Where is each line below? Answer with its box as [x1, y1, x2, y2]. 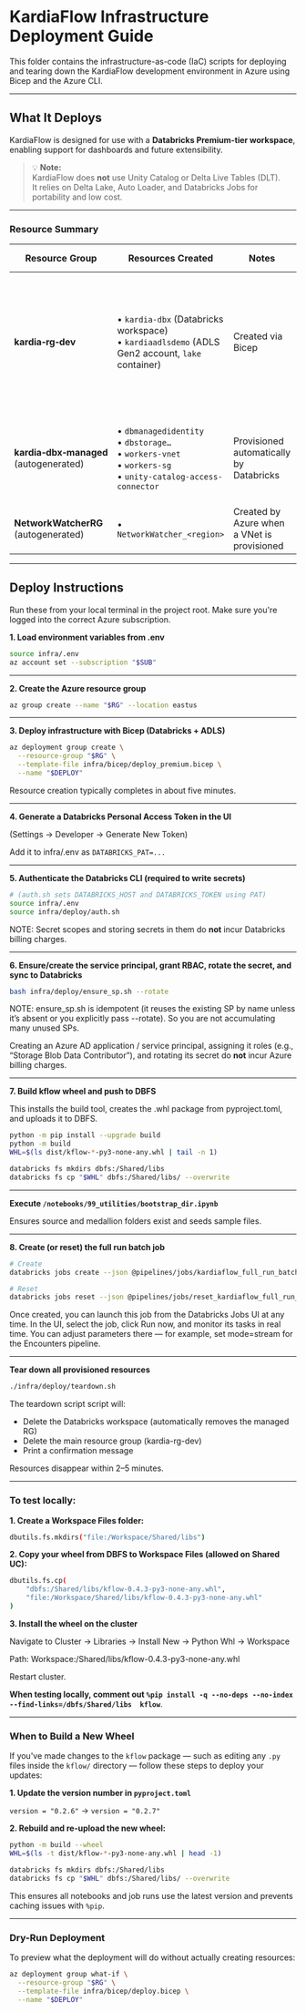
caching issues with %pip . [9, 1900, 105, 1911]
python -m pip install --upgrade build [9, 1131, 161, 1140]
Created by [233, 506, 281, 519]
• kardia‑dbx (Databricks [117, 313, 224, 325]
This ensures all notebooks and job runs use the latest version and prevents [9, 1890, 293, 1901]
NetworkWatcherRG [14, 517, 104, 529]
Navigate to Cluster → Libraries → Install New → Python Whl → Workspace [9, 1636, 290, 1647]
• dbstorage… [117, 436, 172, 448]
